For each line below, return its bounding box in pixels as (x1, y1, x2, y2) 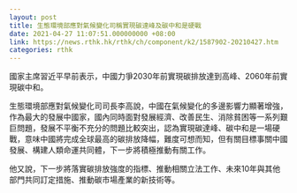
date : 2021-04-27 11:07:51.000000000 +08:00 (9, 29, 176, 38)
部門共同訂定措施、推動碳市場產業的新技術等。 (9, 174, 179, 185)
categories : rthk (9, 46, 73, 55)
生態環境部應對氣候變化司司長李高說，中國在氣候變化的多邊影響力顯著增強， (9, 100, 288, 111)
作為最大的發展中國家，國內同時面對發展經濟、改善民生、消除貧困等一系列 (9, 112, 280, 122)
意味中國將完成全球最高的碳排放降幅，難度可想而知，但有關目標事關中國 (24, 134, 288, 145)
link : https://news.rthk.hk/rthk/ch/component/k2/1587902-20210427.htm (9, 37, 278, 47)
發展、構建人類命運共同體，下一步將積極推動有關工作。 (9, 145, 210, 155)
